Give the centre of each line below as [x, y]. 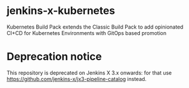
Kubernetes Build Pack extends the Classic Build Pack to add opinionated [95, 27]
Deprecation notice [54, 57]
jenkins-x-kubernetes [61, 11]
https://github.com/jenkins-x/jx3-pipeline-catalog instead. [77, 79]
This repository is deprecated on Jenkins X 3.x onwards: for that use [89, 73]
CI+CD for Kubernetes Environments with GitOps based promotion [87, 33]
